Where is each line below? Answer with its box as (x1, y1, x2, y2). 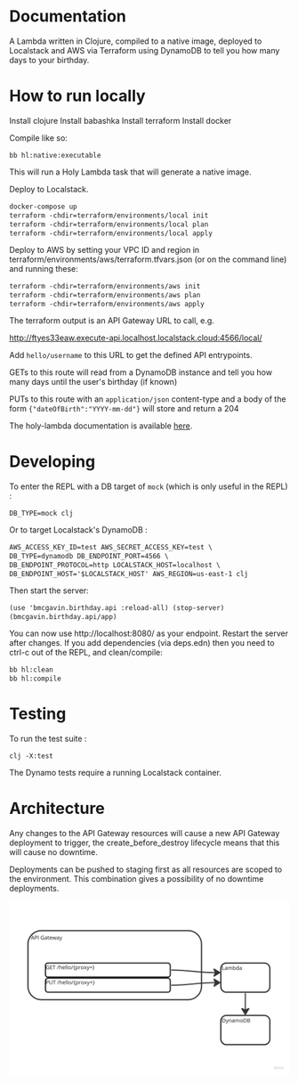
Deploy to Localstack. (9, 183, 89, 194)
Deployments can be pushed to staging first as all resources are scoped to (9, 864, 283, 875)
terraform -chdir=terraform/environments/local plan (9, 220, 209, 229)
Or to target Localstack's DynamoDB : (9, 524, 149, 535)
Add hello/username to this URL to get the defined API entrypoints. (9, 349, 253, 360)
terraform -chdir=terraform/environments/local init (9, 211, 209, 220)
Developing (9, 452, 96, 472)
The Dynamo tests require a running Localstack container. (9, 767, 222, 778)
